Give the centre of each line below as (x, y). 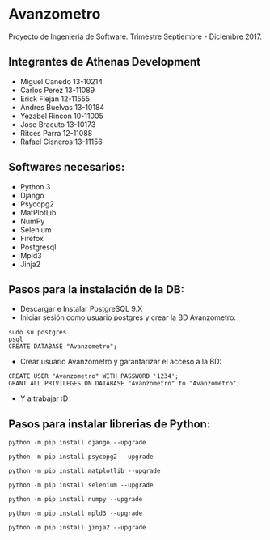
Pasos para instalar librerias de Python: (110, 424)
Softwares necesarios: (67, 167)
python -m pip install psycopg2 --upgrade (81, 457)
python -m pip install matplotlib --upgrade (84, 471)
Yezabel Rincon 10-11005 (61, 116)
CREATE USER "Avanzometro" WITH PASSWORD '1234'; (94, 376)
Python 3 (35, 186)
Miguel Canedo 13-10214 (61, 81)
